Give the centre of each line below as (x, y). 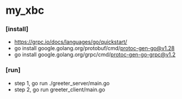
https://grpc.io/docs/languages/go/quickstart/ (70, 42)
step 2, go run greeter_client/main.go (59, 89)
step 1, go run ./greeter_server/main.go (62, 83)
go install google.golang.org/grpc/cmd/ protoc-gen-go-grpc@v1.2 (95, 55)
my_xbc (25, 10)
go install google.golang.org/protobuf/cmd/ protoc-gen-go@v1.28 (94, 48)
